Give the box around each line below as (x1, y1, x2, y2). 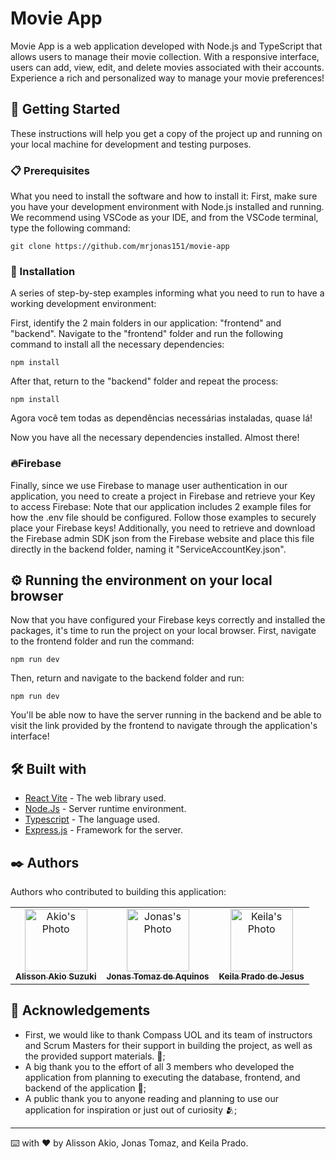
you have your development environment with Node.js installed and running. (10, 201, 325, 213)
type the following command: (10, 222, 131, 234)
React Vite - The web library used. (24, 792, 167, 804)
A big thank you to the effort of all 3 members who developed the (24, 1060, 295, 1072)
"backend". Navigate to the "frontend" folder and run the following (10, 328, 283, 340)
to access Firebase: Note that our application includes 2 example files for (10, 500, 312, 512)
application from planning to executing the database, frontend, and (24, 1071, 301, 1083)
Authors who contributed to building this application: (10, 886, 227, 898)
